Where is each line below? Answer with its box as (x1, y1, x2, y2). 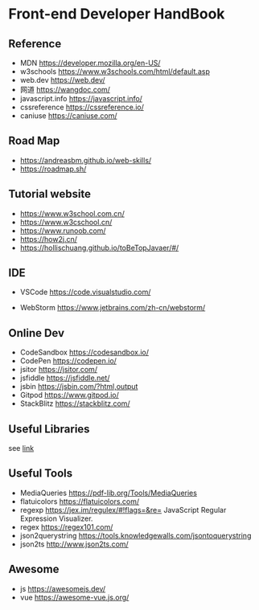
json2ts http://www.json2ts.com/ (19, 539, 129, 549)
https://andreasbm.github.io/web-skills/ (19, 155, 152, 165)
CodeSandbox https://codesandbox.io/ (19, 347, 149, 358)
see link (8, 444, 35, 453)
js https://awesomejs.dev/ (19, 583, 106, 593)
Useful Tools (8, 467, 73, 481)
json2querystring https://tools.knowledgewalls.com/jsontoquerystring (19, 530, 252, 540)
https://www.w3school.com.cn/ (19, 208, 125, 218)
